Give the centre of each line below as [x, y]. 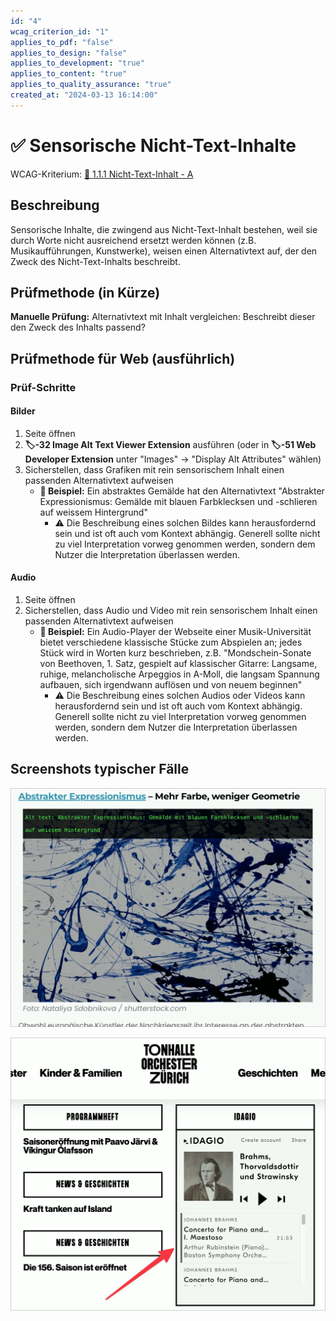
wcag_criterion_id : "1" [60, 31]
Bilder [23, 411]
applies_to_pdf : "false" [62, 42]
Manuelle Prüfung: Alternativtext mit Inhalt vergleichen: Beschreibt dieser [163, 317]
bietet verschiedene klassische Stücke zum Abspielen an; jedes [171, 642]
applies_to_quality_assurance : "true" [91, 85]
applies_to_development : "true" [77, 63]
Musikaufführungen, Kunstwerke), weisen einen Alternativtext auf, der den [164, 251]
